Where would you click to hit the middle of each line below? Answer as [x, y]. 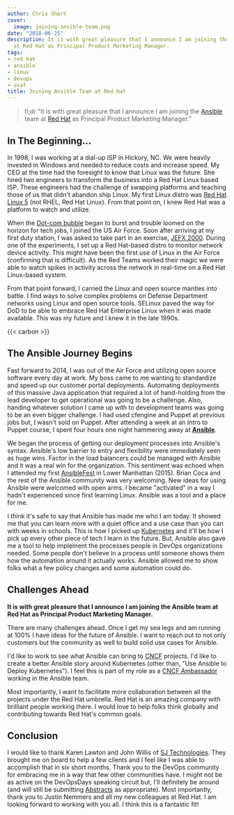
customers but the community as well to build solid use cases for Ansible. [113, 642]
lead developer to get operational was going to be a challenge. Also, [105, 400]
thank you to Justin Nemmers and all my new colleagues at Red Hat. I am [112, 797]
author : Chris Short [37, 14]
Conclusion [33, 736]
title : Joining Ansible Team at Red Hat [67, 91]
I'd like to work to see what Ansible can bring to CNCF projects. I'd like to [112, 656]
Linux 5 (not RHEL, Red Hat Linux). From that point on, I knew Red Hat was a [116, 202]
